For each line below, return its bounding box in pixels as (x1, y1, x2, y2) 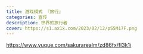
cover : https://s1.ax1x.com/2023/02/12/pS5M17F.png (6, 25, 137, 31)
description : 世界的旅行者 (6, 20, 68, 26)
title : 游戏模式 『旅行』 (6, 8, 64, 15)
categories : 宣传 (6, 14, 48, 20)
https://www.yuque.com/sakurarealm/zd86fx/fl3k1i (6, 42, 132, 49)
